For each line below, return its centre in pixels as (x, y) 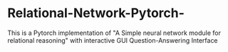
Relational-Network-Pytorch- (96, 13)
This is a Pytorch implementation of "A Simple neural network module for (114, 33)
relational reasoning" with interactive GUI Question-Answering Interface (113, 40)
